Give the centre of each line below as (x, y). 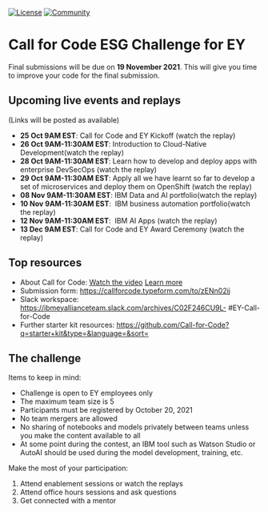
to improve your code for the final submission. (84, 75)
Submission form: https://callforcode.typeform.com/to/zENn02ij (125, 290)
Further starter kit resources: (67, 325)
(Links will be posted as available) (64, 119)
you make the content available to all (80, 436)
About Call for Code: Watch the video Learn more (101, 282)
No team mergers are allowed (69, 419)
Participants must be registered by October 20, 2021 (106, 410)
